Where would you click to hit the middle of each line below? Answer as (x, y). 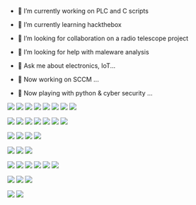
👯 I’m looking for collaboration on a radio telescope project (103, 38)
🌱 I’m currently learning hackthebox (69, 24)
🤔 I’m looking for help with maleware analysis (83, 52)
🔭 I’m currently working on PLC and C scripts (83, 11)
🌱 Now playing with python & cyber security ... (85, 93)
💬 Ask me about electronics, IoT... (67, 66)
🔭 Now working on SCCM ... (58, 79)
